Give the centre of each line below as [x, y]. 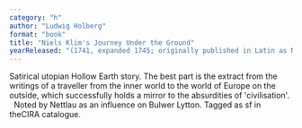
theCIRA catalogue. [45, 115]
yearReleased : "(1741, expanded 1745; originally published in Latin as [148, 51]
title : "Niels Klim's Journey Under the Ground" [102, 43]
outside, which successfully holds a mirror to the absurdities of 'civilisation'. [150, 96]
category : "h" [36, 17]
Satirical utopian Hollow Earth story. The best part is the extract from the [143, 76]
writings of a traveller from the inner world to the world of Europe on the [142, 86]
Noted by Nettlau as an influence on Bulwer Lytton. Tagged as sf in [137, 105]
